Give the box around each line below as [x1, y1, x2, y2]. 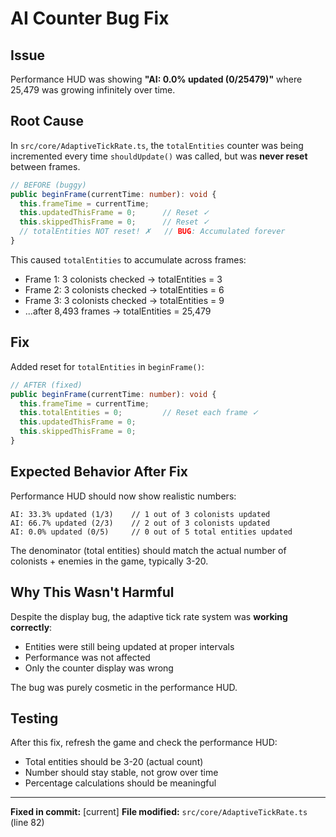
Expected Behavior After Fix [10, 463, 188, 481]
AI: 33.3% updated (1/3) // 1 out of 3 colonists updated [10, 509, 271, 519]
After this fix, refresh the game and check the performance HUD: [10, 737, 278, 749]
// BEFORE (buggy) [10, 180, 87, 190]
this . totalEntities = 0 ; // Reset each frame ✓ [19, 408, 259, 418]
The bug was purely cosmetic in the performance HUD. [10, 681, 238, 693]
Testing [10, 710, 59, 727]
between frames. [10, 160, 81, 172]
